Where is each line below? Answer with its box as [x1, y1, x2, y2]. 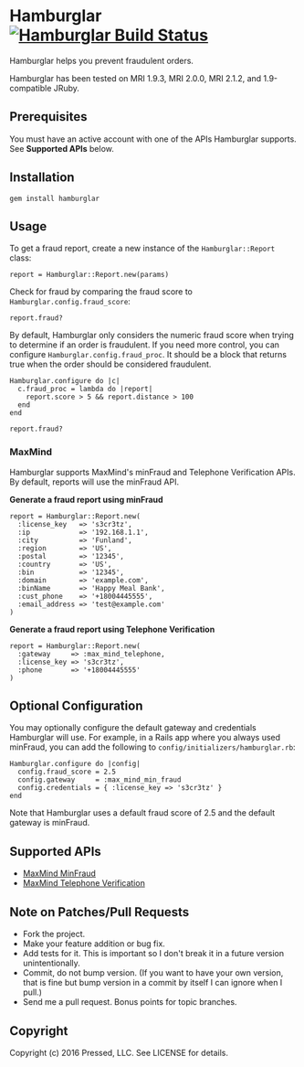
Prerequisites [9, 109, 88, 124]
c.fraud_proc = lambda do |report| [17, 385, 153, 394]
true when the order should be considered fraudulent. [9, 358, 212, 370]
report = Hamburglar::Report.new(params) [9, 271, 170, 280]
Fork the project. [22, 929, 86, 940]
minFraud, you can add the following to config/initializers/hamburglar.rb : [9, 742, 296, 752]
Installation [9, 170, 75, 186]
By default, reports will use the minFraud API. [9, 476, 180, 487]
